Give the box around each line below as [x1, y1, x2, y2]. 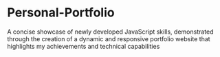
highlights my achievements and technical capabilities [7, 42, 160, 50]
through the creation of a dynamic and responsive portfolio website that [7, 34, 211, 43]
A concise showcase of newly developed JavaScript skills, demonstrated [7, 27, 214, 36]
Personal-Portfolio [7, 5, 115, 21]
